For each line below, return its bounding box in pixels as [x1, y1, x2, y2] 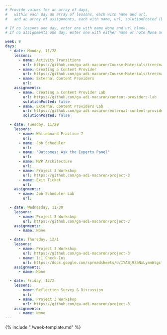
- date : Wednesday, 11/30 [9, 205, 64, 210]
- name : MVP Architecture [18, 159, 72, 164]
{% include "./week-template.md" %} [5, 324, 81, 331]
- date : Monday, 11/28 [9, 48, 57, 53]
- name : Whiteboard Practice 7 [18, 131, 83, 136]
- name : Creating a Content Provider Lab [18, 90, 106, 95]
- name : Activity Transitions [18, 58, 81, 63]
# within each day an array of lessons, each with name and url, [5, 12, 148, 17]
